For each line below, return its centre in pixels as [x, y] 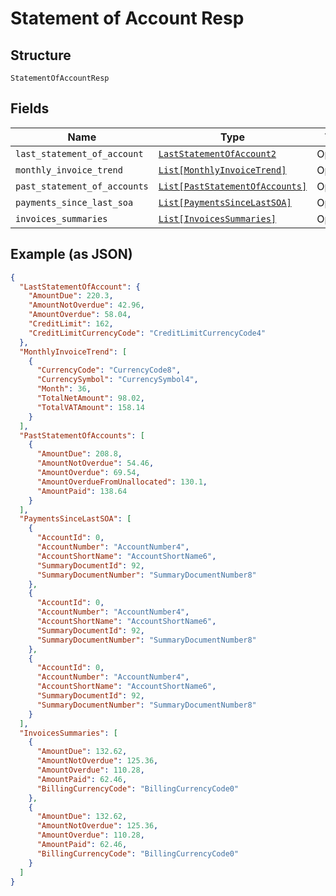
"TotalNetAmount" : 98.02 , [90, 398]
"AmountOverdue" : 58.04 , [80, 315]
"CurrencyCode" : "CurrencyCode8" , [109, 370]
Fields [30, 108]
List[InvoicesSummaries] [217, 218]
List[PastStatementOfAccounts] [233, 186]
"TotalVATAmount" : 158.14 [90, 407]
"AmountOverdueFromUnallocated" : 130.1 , [122, 482]
